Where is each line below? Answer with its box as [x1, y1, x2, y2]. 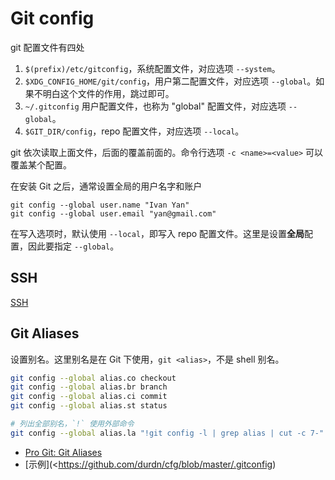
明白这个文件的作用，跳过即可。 [42, 87, 175, 99]
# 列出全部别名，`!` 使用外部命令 [10, 419, 135, 429]
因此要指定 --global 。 [27, 240, 120, 252]
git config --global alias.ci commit [10, 392, 168, 402]
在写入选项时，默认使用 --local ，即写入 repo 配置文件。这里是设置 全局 [10, 227, 305, 239]
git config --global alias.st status [10, 401, 168, 411]
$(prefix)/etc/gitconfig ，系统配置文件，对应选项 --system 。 [24, 62, 281, 74]
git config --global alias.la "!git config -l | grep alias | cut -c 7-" [10, 428, 325, 438]
